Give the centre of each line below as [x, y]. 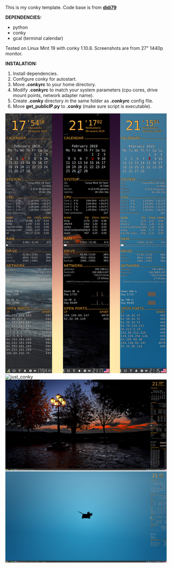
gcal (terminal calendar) [38, 38]
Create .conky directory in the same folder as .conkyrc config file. [83, 101]
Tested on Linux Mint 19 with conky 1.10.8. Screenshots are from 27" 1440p [84, 48]
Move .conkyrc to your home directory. [54, 84]
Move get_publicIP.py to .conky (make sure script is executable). [82, 106]
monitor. [14, 54]
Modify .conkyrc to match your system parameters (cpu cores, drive [85, 90]
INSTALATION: [21, 63]
